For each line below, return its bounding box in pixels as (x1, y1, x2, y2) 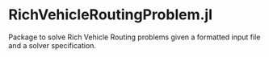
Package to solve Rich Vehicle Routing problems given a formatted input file (8, 32, 261, 42)
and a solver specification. (8, 40, 97, 50)
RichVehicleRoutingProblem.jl (8, 6, 212, 24)
